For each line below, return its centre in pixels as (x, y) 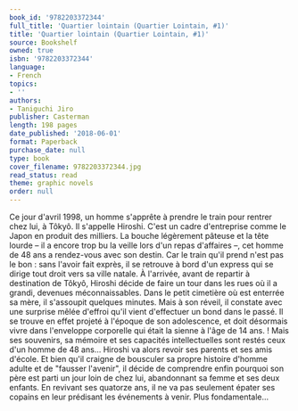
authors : (25, 100)
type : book (29, 158)
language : (28, 68)
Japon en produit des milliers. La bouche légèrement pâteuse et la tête (139, 236)
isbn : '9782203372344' (51, 59)
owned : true (31, 51)
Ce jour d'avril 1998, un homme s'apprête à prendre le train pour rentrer (141, 217)
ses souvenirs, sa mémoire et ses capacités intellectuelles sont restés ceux (147, 340)
